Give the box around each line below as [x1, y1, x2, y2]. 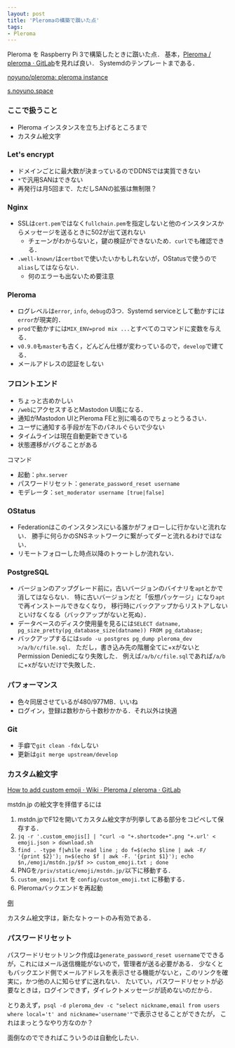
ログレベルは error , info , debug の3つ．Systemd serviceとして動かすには [17, 307, 225, 316]
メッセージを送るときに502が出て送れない [23, 228, 146, 237]
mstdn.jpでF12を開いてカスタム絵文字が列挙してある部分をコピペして [17, 815, 218, 824]
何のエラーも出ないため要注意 [27, 272, 114, 280]
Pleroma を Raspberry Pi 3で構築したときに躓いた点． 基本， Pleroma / [7, 50, 212, 58]
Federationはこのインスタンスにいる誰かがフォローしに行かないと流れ [17, 523, 221, 532]
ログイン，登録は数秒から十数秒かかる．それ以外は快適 [17, 706, 177, 715]
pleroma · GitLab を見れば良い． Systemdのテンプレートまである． [7, 59, 199, 68]
